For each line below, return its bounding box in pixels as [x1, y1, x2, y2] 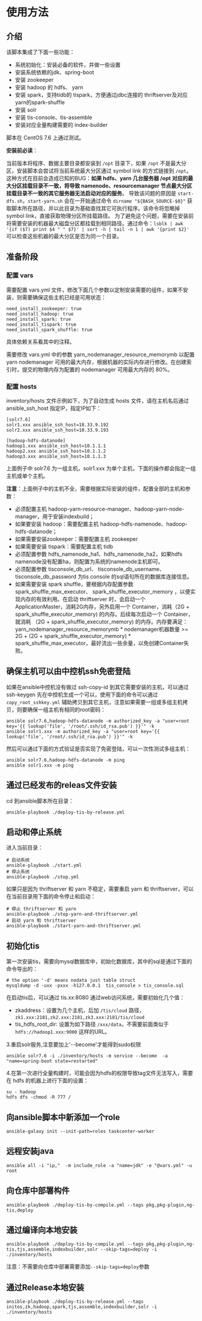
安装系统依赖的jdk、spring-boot [14, 69, 94, 76]
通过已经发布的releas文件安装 [6, 780, 117, 791]
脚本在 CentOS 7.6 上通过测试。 [6, 134, 85, 141]
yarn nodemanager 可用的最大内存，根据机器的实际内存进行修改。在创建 [6, 358, 186, 366]
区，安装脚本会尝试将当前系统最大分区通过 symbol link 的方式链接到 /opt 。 [6, 167, 192, 174]
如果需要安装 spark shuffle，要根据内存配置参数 [14, 580, 134, 587]
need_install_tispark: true [6, 321, 77, 328]
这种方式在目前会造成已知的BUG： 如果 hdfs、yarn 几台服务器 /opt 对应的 [6, 175, 188, 182]
